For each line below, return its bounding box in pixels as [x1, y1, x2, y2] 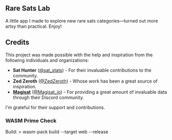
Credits [5, 38, 30, 47]
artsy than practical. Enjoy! [5, 23, 62, 29]
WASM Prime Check [5, 117, 57, 124]
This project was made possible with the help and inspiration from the [5, 51, 153, 58]
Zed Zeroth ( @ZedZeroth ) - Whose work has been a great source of [12, 78, 158, 84]
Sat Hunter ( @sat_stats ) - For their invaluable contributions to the [12, 67, 151, 73]
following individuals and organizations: [5, 57, 89, 63]
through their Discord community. [12, 94, 84, 101]
